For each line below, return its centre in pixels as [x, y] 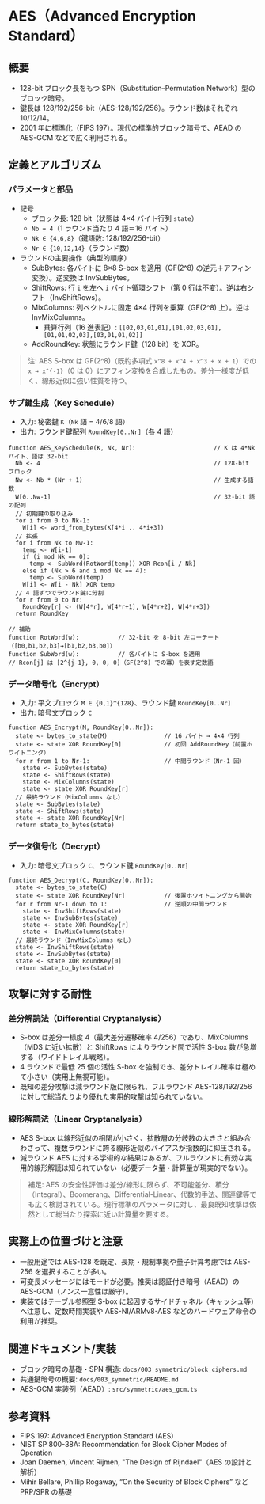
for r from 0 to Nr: [49, 600]
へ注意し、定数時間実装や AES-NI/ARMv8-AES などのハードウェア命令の [138, 1312]
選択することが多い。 [76, 1272]
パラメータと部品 [41, 189]
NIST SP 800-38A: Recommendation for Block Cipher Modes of [123, 1444]
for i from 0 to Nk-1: [53, 520]
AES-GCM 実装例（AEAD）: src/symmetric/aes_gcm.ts [108, 1389]
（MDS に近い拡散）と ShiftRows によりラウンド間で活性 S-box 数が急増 [138, 1047]
